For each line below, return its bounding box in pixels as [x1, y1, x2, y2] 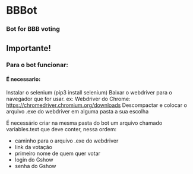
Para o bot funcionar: [6, 61, 68, 69]
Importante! [6, 43, 52, 53]
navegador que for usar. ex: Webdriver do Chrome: [6, 95, 131, 102]
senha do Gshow [14, 162, 56, 169]
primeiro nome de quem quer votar [14, 150, 101, 157]
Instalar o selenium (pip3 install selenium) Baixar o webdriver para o [6, 88, 172, 96]
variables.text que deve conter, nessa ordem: [6, 125, 117, 132]
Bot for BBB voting [6, 25, 61, 33]
